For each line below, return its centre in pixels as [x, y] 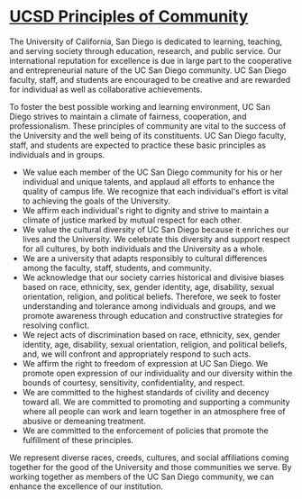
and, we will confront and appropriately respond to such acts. [137, 354]
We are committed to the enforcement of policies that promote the [145, 431]
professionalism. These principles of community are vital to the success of [148, 126]
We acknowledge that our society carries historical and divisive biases [153, 277]
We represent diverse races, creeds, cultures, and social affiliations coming [149, 458]
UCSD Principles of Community [129, 17]
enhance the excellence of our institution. [87, 486]
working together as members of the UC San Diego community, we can [142, 476]
